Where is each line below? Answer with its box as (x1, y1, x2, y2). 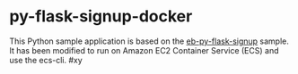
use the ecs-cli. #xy (9, 54, 83, 65)
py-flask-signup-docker (9, 6, 193, 27)
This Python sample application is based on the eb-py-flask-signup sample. (9, 36, 290, 46)
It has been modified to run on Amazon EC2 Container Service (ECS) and (9, 45, 279, 55)
